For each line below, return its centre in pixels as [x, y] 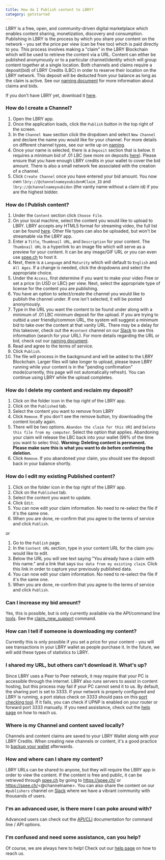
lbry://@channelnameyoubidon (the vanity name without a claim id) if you [85, 186]
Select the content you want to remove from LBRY [63, 411]
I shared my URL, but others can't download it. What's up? [76, 665]
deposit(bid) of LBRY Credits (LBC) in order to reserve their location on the [81, 70]
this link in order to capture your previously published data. [72, 569]
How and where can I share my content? [55, 759]
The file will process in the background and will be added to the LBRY [83, 357]
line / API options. [23, 825]
